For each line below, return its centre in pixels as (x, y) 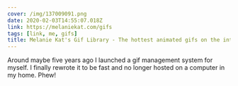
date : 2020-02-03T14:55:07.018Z (55, 20)
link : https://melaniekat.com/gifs (60, 27)
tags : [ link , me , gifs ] (42, 33)
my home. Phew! (32, 75)
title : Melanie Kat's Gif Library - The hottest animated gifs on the (114, 40)
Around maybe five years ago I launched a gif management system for (110, 60)
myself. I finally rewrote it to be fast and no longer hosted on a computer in (116, 68)
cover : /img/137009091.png (47, 14)
